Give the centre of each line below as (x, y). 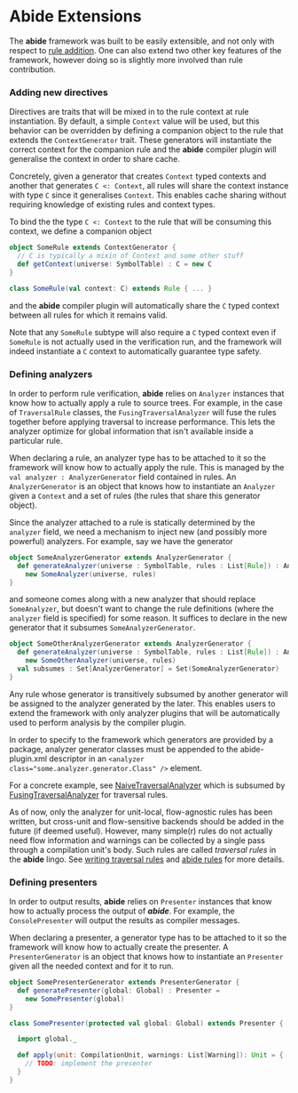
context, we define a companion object (81, 231)
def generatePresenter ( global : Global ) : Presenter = (118, 990)
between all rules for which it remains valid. (89, 315)
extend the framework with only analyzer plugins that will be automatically (145, 712)
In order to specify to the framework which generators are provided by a (141, 739)
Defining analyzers (51, 374)
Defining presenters (53, 882)
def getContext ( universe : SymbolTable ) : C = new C (115, 264)
